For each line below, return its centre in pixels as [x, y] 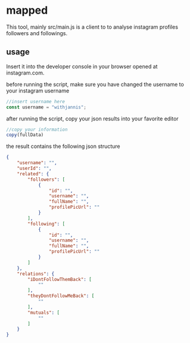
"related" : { [33, 174]
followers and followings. [37, 33]
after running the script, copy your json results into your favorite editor [92, 118]
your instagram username [38, 91]
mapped [27, 10]
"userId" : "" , [34, 168]
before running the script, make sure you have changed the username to [95, 84]
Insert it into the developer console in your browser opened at [82, 66]
